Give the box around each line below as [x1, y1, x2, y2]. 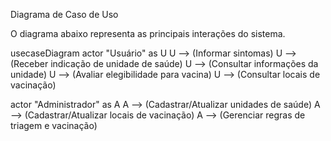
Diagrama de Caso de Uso [10, 9, 119, 20]
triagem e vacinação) [10, 120, 98, 131]
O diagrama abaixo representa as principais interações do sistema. [10, 28, 286, 39]
